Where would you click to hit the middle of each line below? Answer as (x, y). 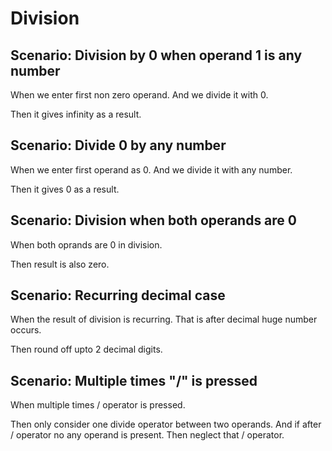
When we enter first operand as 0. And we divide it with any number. (151, 169)
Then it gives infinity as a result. (76, 114)
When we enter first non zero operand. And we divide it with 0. (139, 95)
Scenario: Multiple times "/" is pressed (134, 380)
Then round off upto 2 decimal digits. (86, 349)
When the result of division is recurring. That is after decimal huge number (164, 319)
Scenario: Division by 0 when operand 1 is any (156, 55)
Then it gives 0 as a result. (65, 189)
